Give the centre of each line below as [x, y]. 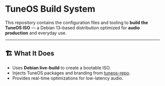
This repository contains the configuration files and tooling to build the [77, 22]
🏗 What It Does [30, 54]
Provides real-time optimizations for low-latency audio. [68, 78]
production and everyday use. [36, 33]
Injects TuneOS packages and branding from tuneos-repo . [71, 73]
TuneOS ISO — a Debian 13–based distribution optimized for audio [72, 27]
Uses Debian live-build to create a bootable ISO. [61, 67]
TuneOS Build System [50, 9]
